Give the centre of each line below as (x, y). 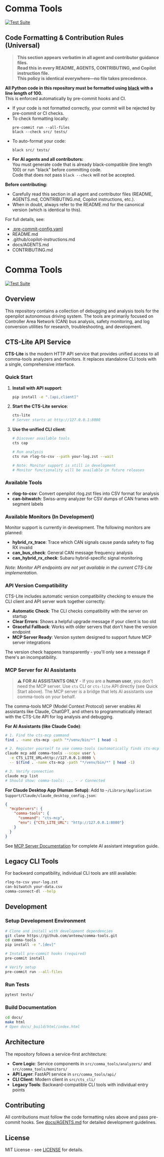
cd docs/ (14, 1018)
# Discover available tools (41, 439)
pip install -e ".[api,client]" (45, 397)
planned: (14, 533)
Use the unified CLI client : (39, 429)
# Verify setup (21, 967)
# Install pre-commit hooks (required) (46, 954)
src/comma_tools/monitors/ (40, 1069)
